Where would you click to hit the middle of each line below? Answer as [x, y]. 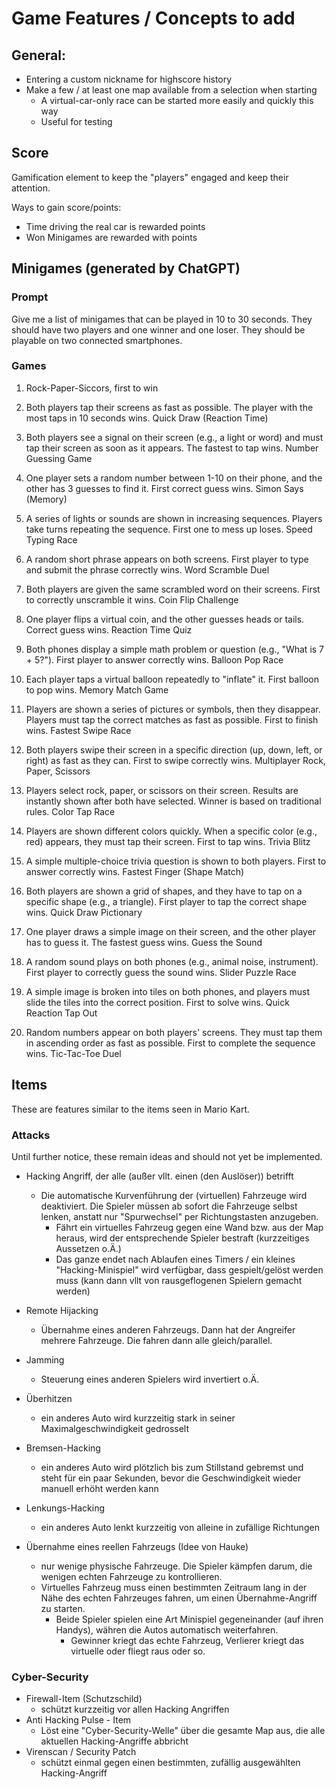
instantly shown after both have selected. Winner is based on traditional [173, 801]
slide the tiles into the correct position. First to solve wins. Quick [157, 1002]
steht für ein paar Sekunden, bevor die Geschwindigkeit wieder [170, 1478]
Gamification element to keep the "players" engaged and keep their [150, 177]
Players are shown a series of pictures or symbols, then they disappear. [173, 709]
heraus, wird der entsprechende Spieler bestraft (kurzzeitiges [182, 1238]
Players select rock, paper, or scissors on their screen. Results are [162, 790]
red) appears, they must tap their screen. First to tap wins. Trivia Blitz [168, 841]
